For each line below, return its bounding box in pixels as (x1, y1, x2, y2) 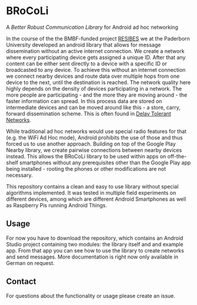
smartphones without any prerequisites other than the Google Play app (19, 159, 191, 166)
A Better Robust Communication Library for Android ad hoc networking (6, 24, 178, 31)
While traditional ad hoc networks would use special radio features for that (6, 128, 187, 135)
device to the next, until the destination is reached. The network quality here (6, 78, 191, 86)
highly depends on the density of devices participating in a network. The (6, 85, 182, 92)
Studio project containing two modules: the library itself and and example (6, 240, 183, 248)
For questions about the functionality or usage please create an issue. (6, 292, 175, 299)
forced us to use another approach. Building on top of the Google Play (6, 140, 176, 147)
